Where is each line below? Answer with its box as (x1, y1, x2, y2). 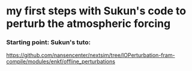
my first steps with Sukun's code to (6, 4, 187, 18)
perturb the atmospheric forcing (6, 17, 171, 30)
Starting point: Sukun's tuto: (6, 38, 91, 47)
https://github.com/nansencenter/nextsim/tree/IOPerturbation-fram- (6, 52, 175, 59)
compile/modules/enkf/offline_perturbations (6, 58, 116, 65)
